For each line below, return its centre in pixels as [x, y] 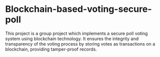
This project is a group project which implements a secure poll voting [76, 33]
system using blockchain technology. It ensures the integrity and [72, 39]
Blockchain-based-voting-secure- [78, 9]
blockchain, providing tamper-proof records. [51, 49]
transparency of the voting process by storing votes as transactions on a [80, 44]
